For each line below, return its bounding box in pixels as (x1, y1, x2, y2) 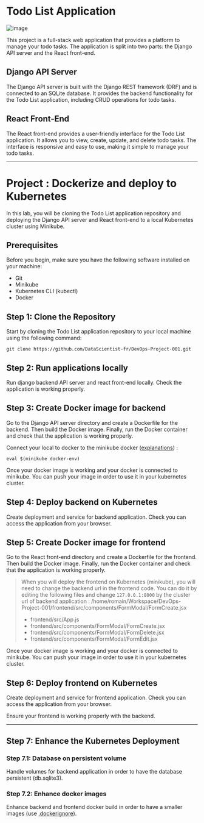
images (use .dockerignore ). (6, 810, 77, 818)
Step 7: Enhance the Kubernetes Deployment (6, 736, 180, 746)
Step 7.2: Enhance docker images (6, 789, 107, 798)
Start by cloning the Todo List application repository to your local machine (6, 328, 191, 335)
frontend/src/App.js (30, 616, 80, 623)
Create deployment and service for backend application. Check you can (6, 513, 186, 521)
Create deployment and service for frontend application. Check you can (6, 694, 186, 702)
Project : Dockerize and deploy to (6, 176, 177, 190)
